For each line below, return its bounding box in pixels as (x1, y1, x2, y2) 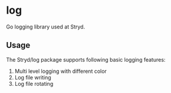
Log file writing (14, 73, 51, 81)
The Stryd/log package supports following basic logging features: (6, 56, 166, 63)
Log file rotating (14, 80, 54, 87)
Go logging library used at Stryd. (6, 23, 85, 30)
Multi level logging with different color (14, 68, 107, 75)
